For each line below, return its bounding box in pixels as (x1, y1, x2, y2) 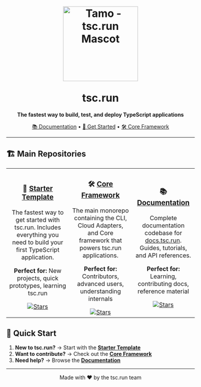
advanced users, (77, 279, 124, 288)
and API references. (135, 251, 191, 260)
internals (88, 294, 113, 303)
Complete (149, 214, 178, 222)
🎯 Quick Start (6, 328, 57, 339)
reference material (137, 287, 190, 295)
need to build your (11, 238, 64, 246)
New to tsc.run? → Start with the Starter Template (14, 344, 141, 351)
